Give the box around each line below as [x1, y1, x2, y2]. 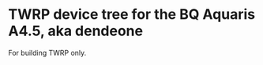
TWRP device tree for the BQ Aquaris [8, 5, 255, 23]
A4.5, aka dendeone [8, 22, 144, 40]
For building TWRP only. [8, 48, 87, 57]
